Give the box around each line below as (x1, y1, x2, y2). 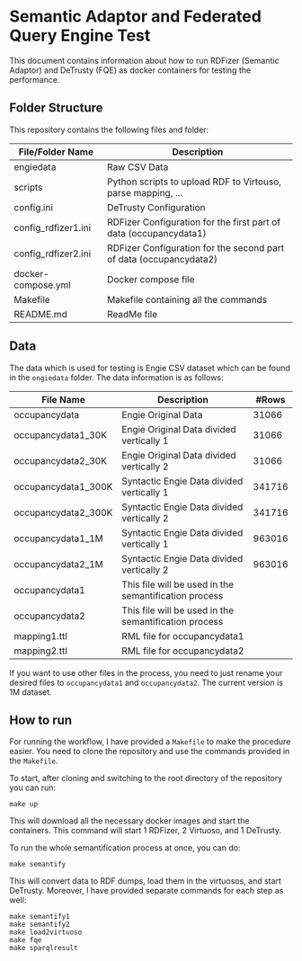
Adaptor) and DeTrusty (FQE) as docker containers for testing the (9, 65, 252, 76)
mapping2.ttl (13, 645, 67, 657)
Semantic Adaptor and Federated (9, 6, 262, 27)
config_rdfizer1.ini (13, 221, 92, 234)
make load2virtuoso (9, 928, 83, 937)
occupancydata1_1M (13, 532, 103, 545)
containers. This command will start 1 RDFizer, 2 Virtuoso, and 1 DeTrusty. (9, 825, 281, 836)
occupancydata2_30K (13, 454, 108, 467)
